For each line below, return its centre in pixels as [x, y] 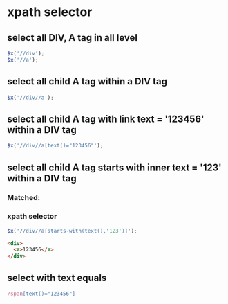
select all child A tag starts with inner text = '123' [115, 167]
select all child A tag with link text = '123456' [106, 119]
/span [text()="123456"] [41, 294]
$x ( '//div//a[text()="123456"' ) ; [55, 146]
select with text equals [57, 278]
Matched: [23, 198]
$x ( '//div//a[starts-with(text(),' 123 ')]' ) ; [72, 231]
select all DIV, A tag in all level [73, 38]
